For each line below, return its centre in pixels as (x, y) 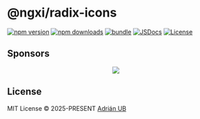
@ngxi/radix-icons (62, 13)
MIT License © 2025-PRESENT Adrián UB (67, 108)
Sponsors (28, 54)
